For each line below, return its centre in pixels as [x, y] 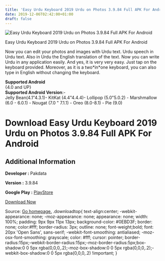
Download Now [21, 202]
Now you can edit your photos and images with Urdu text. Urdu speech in [79, 52]
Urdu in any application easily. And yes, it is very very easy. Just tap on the [81, 62]
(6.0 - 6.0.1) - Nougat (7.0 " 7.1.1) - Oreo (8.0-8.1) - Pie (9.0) [64, 103]
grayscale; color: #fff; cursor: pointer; [86, 237]
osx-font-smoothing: [26, 237]
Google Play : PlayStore [29, 192]
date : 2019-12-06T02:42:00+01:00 [39, 14]
